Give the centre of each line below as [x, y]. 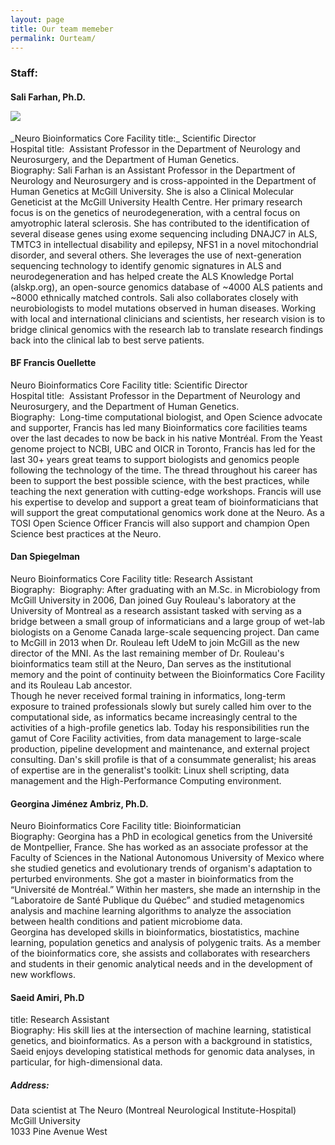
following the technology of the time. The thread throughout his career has [164, 470]
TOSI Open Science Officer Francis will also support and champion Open [160, 523]
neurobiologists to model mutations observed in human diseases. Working [163, 308]
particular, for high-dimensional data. [86, 1062]
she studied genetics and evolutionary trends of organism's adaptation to [161, 868]
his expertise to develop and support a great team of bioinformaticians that [164, 502]
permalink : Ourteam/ [53, 38]
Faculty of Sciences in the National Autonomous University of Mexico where [167, 858]
